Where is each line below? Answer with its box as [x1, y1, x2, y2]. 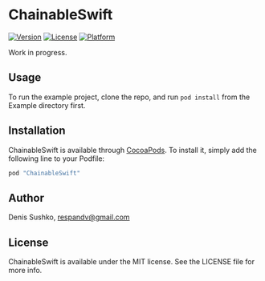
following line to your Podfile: [8, 154, 105, 163]
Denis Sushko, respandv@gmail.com [8, 212, 130, 222]
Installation [8, 124, 66, 138]
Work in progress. [8, 47, 67, 57]
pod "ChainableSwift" [8, 169, 81, 177]
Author [8, 191, 44, 205]
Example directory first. [8, 100, 86, 110]
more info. [8, 266, 43, 275]
